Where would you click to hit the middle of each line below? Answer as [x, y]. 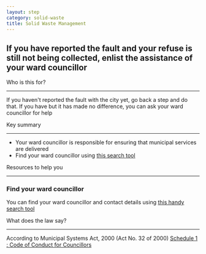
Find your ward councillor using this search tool [75, 156]
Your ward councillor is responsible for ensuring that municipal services [106, 142]
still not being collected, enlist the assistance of [100, 58]
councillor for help [29, 113]
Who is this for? [26, 82]
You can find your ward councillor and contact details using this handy [95, 202]
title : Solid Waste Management [46, 23]
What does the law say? [36, 221]
